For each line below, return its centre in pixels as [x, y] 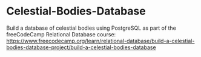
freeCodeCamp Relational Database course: [61, 34]
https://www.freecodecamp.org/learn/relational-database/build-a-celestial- [100, 41]
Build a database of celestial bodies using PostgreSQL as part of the [91, 28]
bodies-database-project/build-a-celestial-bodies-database [81, 47]
